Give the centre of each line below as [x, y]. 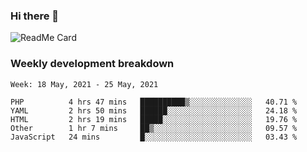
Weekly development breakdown [92, 64]
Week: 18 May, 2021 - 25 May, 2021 [84, 84]
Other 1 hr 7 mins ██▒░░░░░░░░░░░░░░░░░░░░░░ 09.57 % [154, 128]
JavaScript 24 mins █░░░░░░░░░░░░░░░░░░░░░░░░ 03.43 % [154, 137]
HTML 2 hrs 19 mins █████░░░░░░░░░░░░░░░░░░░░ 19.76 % [154, 119]
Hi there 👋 [35, 16]
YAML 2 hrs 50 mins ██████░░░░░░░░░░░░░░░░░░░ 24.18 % [154, 110]
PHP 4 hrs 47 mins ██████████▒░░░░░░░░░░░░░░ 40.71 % [154, 102]
